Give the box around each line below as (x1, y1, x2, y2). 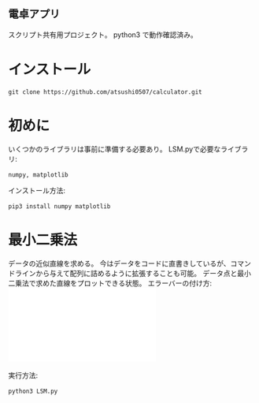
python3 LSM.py (8, 387, 58, 395)
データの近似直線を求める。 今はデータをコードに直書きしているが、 (8, 259, 231, 268)
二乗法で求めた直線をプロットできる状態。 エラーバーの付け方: (8, 278, 213, 288)
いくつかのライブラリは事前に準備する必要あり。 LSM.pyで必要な (8, 144, 221, 154)
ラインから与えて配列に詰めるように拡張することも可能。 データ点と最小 (14, 268, 252, 278)
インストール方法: (8, 185, 65, 195)
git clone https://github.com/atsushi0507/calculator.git (8, 88, 202, 96)
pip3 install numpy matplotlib (8, 202, 111, 211)
